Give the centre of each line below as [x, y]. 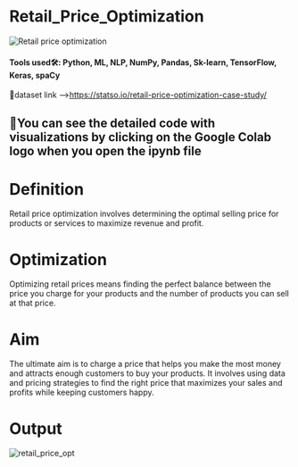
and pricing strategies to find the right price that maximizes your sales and [146, 383]
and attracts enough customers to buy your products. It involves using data [147, 373]
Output [36, 428]
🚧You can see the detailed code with [112, 123]
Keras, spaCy [35, 75]
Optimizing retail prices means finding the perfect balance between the [140, 284]
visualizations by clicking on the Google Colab [141, 137]
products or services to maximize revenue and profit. [107, 223]
